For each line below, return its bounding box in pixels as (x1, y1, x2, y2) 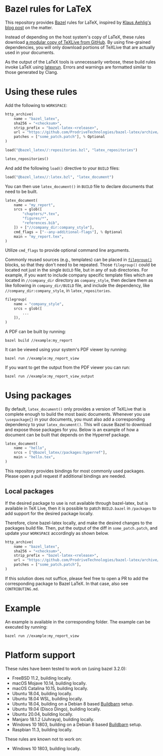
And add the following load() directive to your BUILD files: (5, 165, 120, 171)
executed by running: (5, 624, 48, 630)
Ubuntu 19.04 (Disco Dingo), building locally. (12, 706, 101, 712)
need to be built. (5, 189, 38, 194)
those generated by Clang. (5, 69, 58, 75)
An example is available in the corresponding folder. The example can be (5, 619, 151, 625)
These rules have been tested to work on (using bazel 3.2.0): (5, 666, 127, 671)
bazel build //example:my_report (5, 338, 73, 343)
